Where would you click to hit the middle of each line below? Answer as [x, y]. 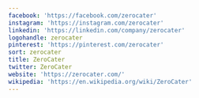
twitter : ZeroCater [40, 67]
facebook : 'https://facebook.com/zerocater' [83, 15]
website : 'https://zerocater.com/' [67, 74]
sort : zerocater [35, 52]
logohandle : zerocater [45, 38]
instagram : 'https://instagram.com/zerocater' [86, 23]
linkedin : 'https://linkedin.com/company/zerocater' [97, 30]
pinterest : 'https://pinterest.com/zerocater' [86, 45]
